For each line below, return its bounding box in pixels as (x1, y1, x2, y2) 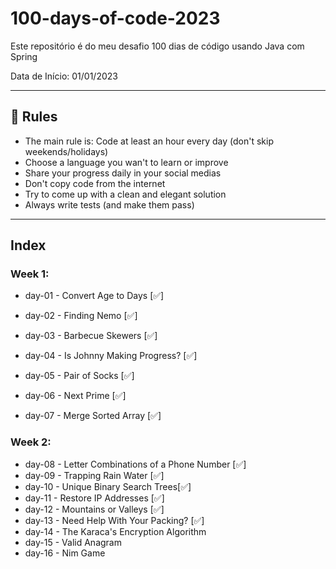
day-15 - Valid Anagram (24, 536, 122, 548)
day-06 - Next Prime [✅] (24, 390, 127, 402)
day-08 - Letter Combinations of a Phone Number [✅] (24, 458, 247, 470)
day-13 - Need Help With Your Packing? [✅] (24, 514, 205, 526)
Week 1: (10, 267, 50, 281)
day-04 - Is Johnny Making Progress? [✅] (24, 350, 198, 362)
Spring (10, 50, 38, 62)
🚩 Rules (10, 108, 58, 126)
